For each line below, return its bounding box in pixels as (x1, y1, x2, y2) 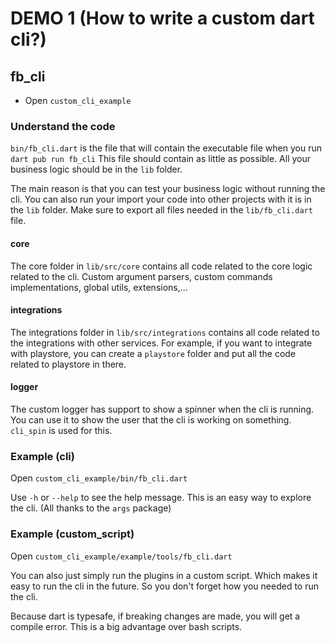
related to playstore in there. (10, 358, 127, 370)
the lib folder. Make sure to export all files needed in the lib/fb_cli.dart (10, 204, 313, 216)
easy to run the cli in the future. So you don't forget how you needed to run (10, 580, 320, 592)
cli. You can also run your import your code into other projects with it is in (10, 193, 312, 206)
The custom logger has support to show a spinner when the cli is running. (10, 403, 315, 415)
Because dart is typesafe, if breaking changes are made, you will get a (10, 610, 301, 622)
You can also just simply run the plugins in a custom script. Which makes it (10, 569, 318, 581)
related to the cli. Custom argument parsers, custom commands (10, 270, 273, 282)
